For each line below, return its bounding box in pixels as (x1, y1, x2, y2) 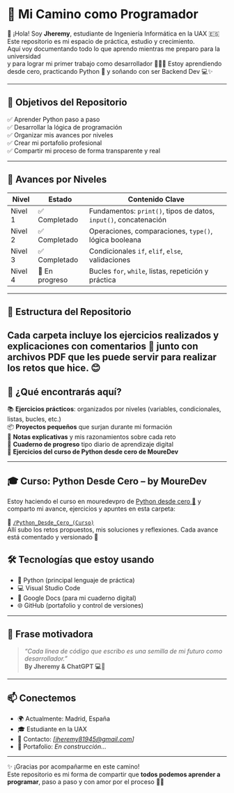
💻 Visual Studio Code (17, 583, 81, 592)
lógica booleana (89, 235, 141, 245)
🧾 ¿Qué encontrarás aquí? (7, 386, 122, 398)
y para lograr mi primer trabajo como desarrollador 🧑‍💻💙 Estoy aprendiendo (7, 59, 222, 68)
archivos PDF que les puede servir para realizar (7, 351, 217, 363)
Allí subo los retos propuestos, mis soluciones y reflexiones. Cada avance (7, 525, 219, 534)
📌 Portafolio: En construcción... (17, 742, 107, 751)
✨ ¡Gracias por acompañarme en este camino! (7, 762, 140, 771)
